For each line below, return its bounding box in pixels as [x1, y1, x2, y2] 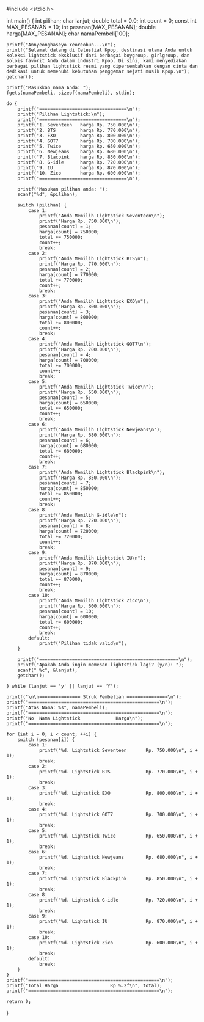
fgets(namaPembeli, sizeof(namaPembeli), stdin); [6, 90, 136, 96]
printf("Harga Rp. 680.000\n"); [38, 432, 122, 438]
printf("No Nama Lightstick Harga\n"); [6, 715, 144, 721]
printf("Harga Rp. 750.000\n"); [38, 218, 122, 224]
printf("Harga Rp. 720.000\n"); [38, 517, 122, 524]
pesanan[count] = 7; [38, 480, 92, 486]
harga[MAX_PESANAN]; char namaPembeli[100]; [6, 30, 129, 37]
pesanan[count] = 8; [38, 523, 92, 529]
